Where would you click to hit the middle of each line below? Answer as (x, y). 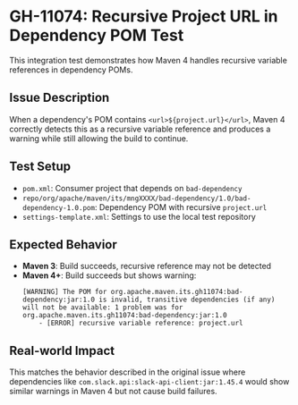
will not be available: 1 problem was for (102, 308)
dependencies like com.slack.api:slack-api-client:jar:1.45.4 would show (149, 382)
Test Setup (40, 167)
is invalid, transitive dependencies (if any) (187, 300)
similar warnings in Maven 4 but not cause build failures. (113, 392)
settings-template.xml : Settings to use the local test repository (139, 216)
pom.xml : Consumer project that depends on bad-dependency (132, 188)
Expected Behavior (64, 245)
